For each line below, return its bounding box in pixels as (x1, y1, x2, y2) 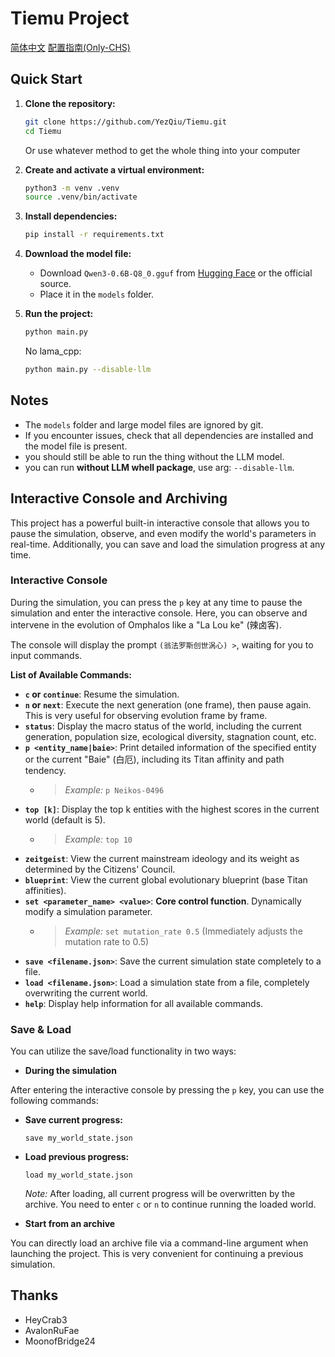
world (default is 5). (24, 813, 106, 826)
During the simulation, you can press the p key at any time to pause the (10, 596, 303, 608)
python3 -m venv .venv (24, 183, 120, 193)
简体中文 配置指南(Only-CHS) (10, 41, 131, 53)
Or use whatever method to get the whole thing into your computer (24, 144, 301, 156)
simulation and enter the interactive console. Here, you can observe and (10, 607, 308, 619)
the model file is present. (24, 440, 128, 452)
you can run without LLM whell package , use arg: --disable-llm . (24, 461, 295, 473)
